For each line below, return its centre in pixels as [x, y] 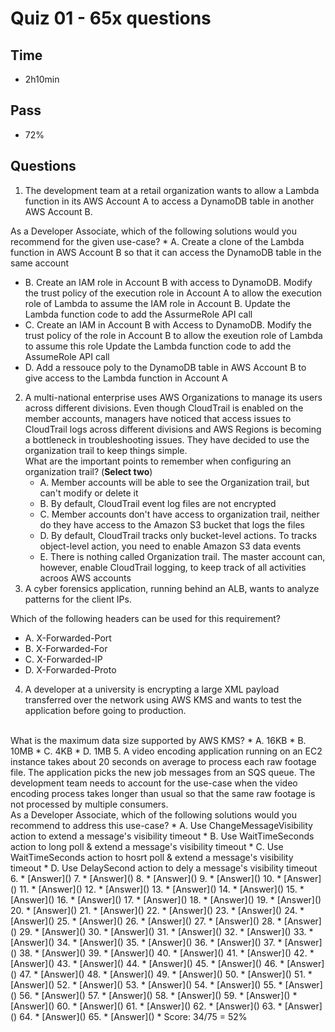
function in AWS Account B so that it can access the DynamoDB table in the [166, 252]
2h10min [42, 79]
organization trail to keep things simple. [106, 450]
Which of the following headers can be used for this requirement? [145, 618]
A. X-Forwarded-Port [68, 638]
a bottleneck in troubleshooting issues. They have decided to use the [167, 439]
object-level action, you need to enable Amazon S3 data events [170, 546]
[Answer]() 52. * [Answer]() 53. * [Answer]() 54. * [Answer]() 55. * [146, 984]
